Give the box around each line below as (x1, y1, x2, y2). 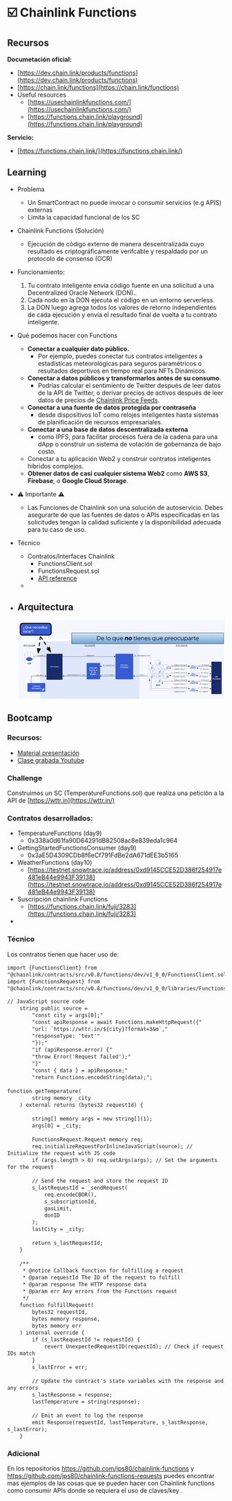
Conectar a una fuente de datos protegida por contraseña (27, 403, 197, 411)
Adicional (7, 1449, 40, 1458)
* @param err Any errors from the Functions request (22, 1288, 177, 1295)
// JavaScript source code (7, 998, 85, 1005)
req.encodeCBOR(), (43, 1191, 97, 1198)
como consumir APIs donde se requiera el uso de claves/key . (7, 1486, 183, 1494)
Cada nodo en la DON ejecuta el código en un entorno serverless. (27, 295, 215, 304)
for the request (7, 1164, 54, 1170)
